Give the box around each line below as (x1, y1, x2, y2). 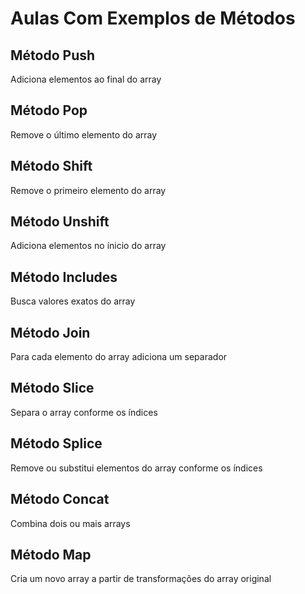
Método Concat (10, 491, 110, 508)
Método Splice (10, 435, 103, 452)
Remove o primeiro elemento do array (10, 184, 167, 196)
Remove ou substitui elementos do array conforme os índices (10, 462, 263, 474)
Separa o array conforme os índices (10, 406, 158, 418)
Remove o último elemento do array (10, 128, 158, 141)
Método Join (10, 324, 91, 341)
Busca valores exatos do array (10, 295, 136, 307)
